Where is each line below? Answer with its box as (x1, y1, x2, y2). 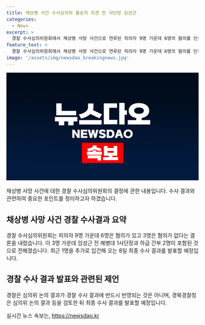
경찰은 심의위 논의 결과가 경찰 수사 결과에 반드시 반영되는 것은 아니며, (6, 291, 171, 298)
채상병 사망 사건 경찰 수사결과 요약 (6, 214, 127, 225)
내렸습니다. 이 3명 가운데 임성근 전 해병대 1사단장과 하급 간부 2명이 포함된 (17, 239, 192, 246)
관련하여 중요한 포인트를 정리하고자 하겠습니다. (6, 195, 118, 202)
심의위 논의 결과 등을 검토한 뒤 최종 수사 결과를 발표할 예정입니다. (12, 299, 167, 306)
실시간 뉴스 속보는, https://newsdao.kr (6, 312, 99, 319)
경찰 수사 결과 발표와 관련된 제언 (6, 274, 120, 284)
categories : (6, 16, 37, 23)
